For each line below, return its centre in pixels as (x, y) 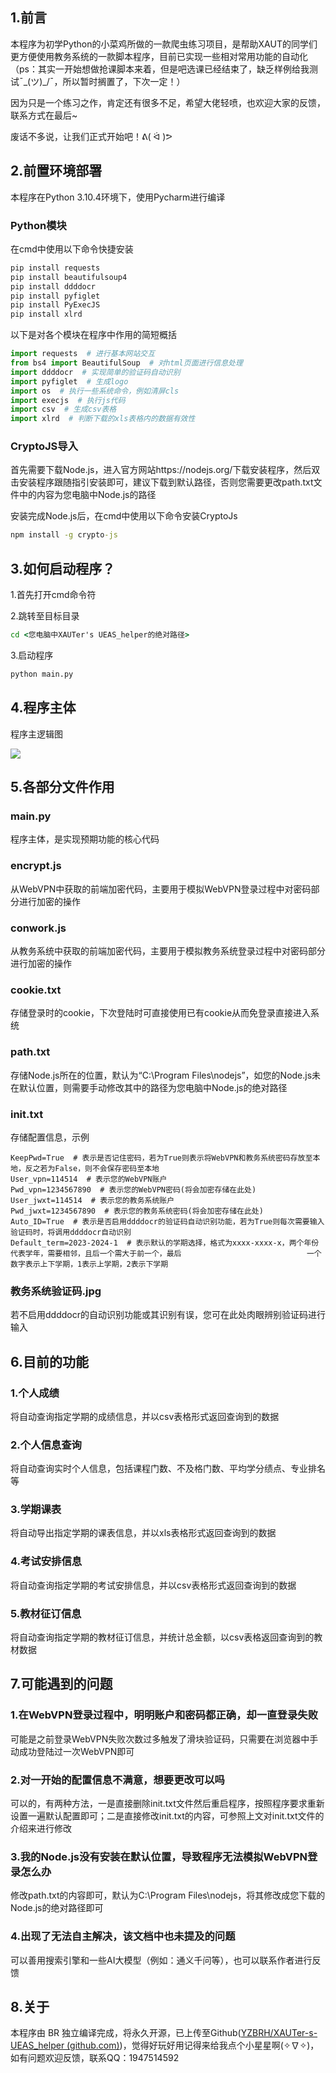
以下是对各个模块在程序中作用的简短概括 (93, 335)
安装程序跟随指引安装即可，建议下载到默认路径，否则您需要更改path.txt (166, 482)
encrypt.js (36, 866)
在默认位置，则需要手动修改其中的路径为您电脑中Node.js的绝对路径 (149, 1087)
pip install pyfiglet (55, 296)
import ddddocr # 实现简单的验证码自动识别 (95, 372)
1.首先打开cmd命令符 (53, 595)
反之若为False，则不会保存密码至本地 (92, 1168)
